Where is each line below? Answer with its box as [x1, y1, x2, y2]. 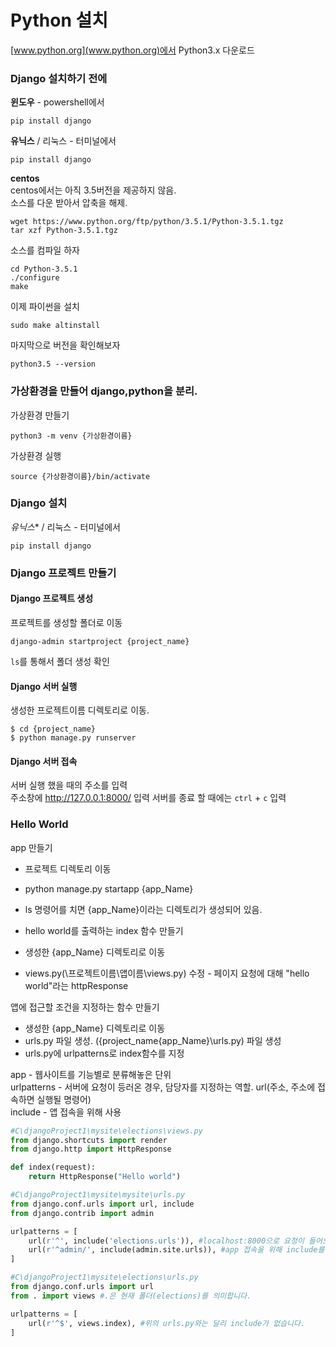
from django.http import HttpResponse [10, 1144, 172, 1155]
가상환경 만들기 [10, 409, 70, 421]
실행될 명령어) [36, 1093, 92, 1105]
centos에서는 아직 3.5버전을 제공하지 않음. [10, 184, 177, 196]
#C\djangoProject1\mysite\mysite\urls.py [10, 1190, 186, 1200]
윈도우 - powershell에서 [10, 96, 105, 108]
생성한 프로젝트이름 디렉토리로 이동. [10, 704, 150, 716]
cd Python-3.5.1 [10, 264, 78, 275]
